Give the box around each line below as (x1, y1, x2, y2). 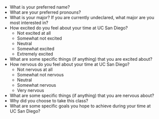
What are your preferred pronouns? (9, 9, 81, 15)
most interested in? (9, 20, 49, 25)
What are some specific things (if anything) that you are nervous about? (9, 93, 155, 98)
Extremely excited (17, 51, 54, 57)
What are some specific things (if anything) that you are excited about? (9, 56, 153, 62)
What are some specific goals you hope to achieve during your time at (9, 103, 151, 109)
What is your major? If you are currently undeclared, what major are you (9, 15, 155, 20)
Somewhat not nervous (17, 72, 64, 77)
